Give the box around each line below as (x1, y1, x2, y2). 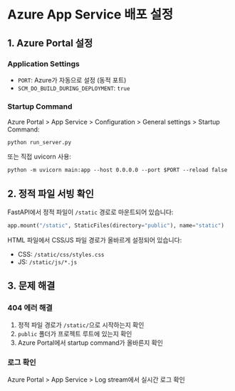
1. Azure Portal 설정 (7, 37, 93, 49)
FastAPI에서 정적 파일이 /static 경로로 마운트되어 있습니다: (7, 208, 174, 216)
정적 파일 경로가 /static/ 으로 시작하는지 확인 (17, 321, 145, 329)
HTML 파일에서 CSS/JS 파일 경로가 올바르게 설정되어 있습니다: (7, 235, 182, 244)
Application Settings (7, 58, 80, 68)
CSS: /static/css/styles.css (17, 250, 105, 258)
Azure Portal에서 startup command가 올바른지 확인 (17, 338, 164, 347)
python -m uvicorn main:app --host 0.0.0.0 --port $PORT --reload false (7, 166, 228, 174)
